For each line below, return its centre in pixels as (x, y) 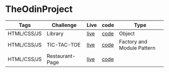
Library (55, 33)
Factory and (133, 41)
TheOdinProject (39, 9)
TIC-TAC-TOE (64, 44)
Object (127, 33)
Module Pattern (137, 47)
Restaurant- (61, 56)
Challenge (64, 25)
